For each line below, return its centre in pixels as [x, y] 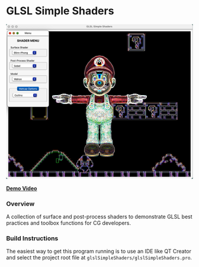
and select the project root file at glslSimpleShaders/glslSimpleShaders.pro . [99, 257]
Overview [20, 203]
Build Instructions [32, 238]
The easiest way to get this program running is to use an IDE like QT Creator [99, 252]
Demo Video [22, 188]
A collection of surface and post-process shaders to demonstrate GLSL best [99, 217]
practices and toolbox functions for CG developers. [69, 223]
